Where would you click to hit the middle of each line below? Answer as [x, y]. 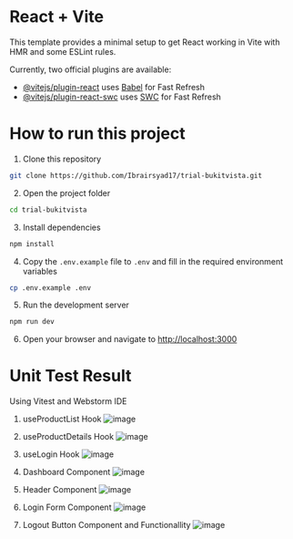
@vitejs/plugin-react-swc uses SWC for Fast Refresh [121, 97]
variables [40, 271]
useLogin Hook [51, 454]
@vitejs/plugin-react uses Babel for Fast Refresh [114, 87]
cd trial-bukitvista [49, 210]
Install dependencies [62, 227]
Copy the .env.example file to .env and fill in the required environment [153, 261]
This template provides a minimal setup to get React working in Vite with [145, 42]
